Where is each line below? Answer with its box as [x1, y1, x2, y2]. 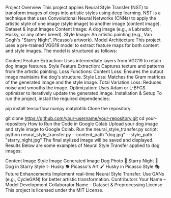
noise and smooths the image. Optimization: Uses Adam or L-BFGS [5, 85, 146, 91]
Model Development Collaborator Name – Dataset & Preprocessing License [5, 182, 163, 188]
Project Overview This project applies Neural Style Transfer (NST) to [5, 5, 149, 10]
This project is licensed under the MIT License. [5, 187, 104, 193]
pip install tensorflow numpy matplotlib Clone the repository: [5, 106, 132, 111]
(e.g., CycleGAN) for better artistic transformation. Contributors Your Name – [5, 176, 166, 182]
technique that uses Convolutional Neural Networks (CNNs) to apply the [5, 15, 157, 21]
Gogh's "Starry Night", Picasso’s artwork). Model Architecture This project [5, 37, 161, 43]
